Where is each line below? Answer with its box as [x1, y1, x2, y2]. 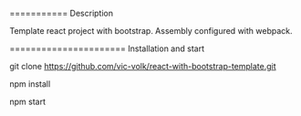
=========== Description [9, 8, 114, 18]
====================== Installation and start [9, 43, 205, 54]
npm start [9, 96, 47, 107]
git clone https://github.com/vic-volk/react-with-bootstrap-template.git [9, 61, 276, 71]
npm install [9, 79, 51, 90]
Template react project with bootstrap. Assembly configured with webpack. [9, 26, 293, 36]
